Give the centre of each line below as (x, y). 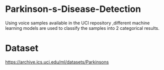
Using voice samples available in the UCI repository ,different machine (77, 23)
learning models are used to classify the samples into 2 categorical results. (82, 28)
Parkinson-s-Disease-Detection (73, 9)
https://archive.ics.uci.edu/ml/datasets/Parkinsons (57, 62)
